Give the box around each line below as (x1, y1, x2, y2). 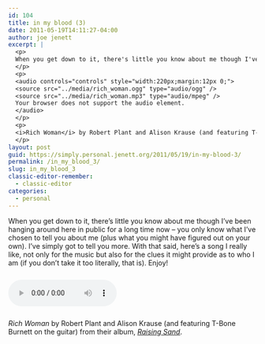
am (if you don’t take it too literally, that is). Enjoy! (8, 257, 169, 268)
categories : (8, 187, 47, 195)
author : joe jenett (8, 33, 73, 42)
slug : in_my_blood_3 (8, 165, 77, 173)
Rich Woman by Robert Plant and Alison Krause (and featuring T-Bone (8, 318, 237, 327)
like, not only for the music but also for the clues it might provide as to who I (8, 250, 255, 259)
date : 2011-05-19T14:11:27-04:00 (8, 26, 118, 34)
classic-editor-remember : (8, 172, 93, 181)
